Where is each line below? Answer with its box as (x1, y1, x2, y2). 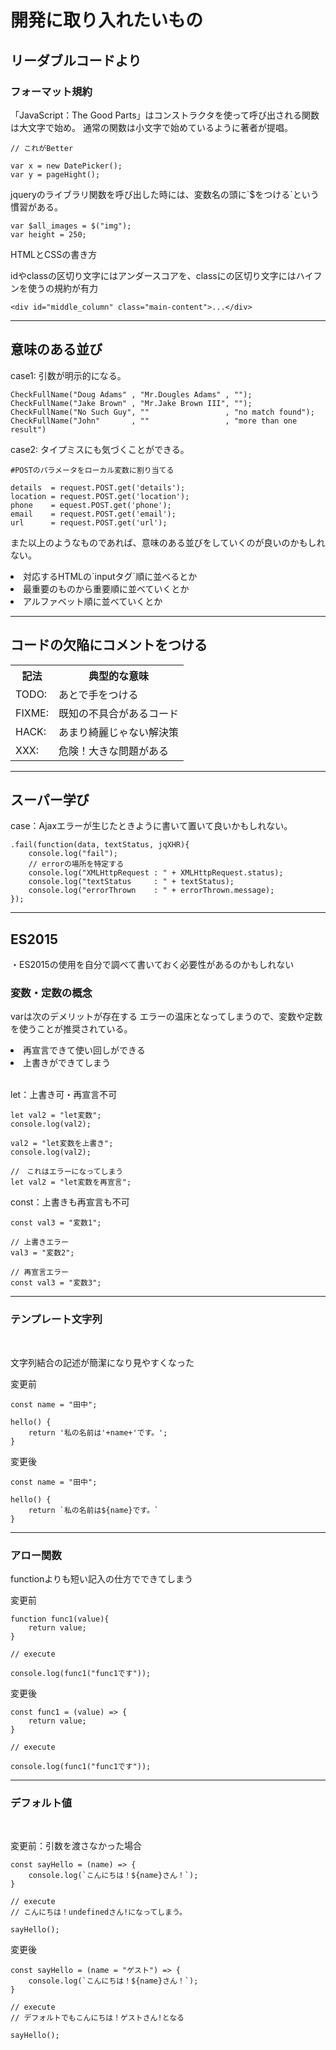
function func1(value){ (10, 1614, 110, 1625)
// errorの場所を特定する (28, 859, 125, 870)
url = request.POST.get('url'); (10, 517, 168, 528)
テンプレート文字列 (10, 1312, 103, 1326)
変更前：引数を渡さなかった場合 (10, 1840, 142, 1852)
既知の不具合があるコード (58, 706, 180, 720)
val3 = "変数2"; (10, 1248, 75, 1258)
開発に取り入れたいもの (10, 9, 204, 32)
